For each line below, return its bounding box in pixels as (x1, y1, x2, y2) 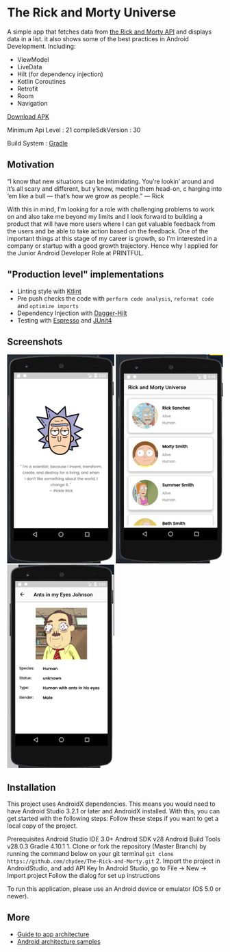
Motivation (7, 159, 55, 171)
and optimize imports (16, 301, 79, 310)
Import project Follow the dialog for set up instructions (7, 871, 161, 879)
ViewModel (16, 55, 49, 63)
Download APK (7, 112, 50, 121)
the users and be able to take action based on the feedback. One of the (7, 227, 209, 235)
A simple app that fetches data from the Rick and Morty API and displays (7, 27, 212, 36)
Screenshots (7, 336, 63, 347)
